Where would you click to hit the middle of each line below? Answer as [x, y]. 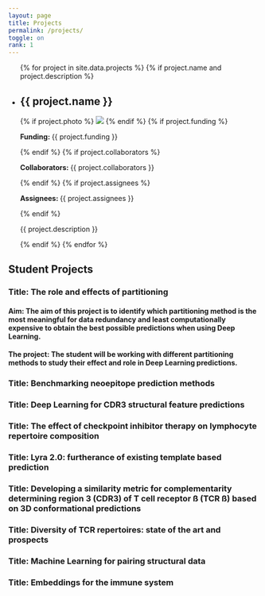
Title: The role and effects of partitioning [88, 292]
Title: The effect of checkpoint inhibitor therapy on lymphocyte [132, 426]
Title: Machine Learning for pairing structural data [107, 561]
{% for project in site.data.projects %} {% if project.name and [121, 68]
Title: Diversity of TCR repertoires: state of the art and [115, 529]
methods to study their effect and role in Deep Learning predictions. [123, 363]
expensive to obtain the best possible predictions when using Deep [122, 327]
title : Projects [35, 23]
